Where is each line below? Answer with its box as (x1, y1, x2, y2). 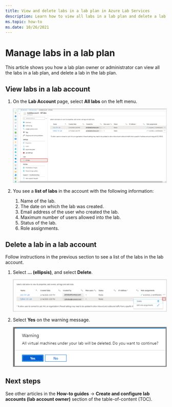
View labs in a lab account (5, 85, 91, 94)
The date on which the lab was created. (20, 203, 104, 210)
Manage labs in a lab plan (5, 47, 115, 59)
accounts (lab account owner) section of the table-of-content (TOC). (5, 396, 153, 402)
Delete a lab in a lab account (5, 240, 97, 249)
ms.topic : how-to (5, 19, 42, 24)
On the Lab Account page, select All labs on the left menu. (12, 98, 137, 104)
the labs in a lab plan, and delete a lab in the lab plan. (5, 70, 117, 76)
